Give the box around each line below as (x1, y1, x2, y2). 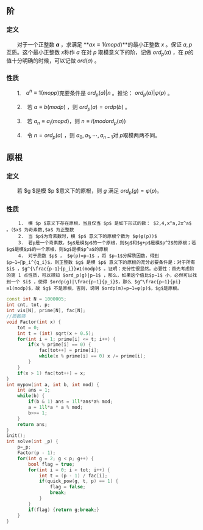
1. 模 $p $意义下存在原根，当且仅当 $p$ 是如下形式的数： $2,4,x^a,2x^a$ (18, 220, 192, 226)
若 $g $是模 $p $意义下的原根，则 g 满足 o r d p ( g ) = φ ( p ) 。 (16, 187, 163, 196)
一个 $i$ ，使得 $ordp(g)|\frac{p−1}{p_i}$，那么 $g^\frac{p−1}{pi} (10, 279, 181, 285)
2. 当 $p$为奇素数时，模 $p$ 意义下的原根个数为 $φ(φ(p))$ (18, 233, 157, 240)
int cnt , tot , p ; (6, 302, 51, 308)
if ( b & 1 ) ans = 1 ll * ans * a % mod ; (28, 398, 113, 405)
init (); (6, 433, 26, 439)
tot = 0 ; (17, 324, 40, 330)
